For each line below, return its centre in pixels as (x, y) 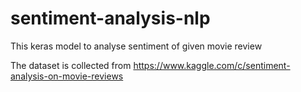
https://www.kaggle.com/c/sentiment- (212, 65)
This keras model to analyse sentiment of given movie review (136, 46)
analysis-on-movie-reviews (67, 76)
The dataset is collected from (71, 65)
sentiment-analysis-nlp (110, 18)
